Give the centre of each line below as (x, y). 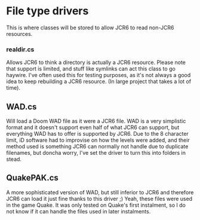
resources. (19, 33)
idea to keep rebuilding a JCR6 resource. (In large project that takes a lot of (99, 81)
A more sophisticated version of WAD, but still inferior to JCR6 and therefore (100, 192)
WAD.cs (21, 107)
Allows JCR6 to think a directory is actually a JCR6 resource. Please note (96, 62)
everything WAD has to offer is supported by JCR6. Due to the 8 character (98, 134)
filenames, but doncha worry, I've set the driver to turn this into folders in (96, 153)
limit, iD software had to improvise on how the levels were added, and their (98, 140)
